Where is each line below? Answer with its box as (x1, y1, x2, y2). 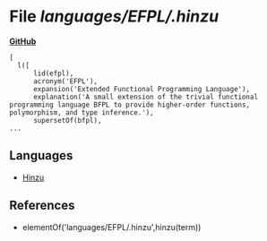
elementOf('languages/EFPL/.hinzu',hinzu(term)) (22, 221, 202, 232)
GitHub (9, 36, 37, 47)
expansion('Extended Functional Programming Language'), (32, 84, 251, 93)
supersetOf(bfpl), (32, 116, 102, 125)
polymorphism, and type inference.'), (9, 108, 154, 117)
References (9, 198, 75, 213)
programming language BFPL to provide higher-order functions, (9, 100, 251, 109)
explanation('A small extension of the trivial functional (32, 92, 258, 101)
